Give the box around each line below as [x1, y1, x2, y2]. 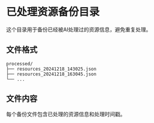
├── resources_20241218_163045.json [6, 71, 97, 77]
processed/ [6, 61, 33, 67]
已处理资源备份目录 [6, 5, 100, 19]
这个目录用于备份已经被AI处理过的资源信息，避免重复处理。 [6, 26, 152, 33]
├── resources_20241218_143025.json [6, 66, 97, 72]
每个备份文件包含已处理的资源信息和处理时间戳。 [6, 110, 126, 118]
